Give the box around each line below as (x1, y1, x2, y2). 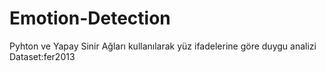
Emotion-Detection (9, 7, 171, 30)
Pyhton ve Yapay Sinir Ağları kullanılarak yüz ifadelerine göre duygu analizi (9, 40, 317, 52)
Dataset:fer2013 (9, 50, 76, 62)
